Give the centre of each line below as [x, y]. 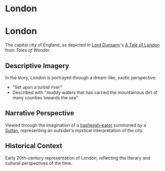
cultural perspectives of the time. [39, 163]
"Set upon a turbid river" [37, 87]
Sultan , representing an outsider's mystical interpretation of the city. [74, 130]
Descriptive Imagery [37, 65]
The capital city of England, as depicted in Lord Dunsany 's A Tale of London [82, 45]
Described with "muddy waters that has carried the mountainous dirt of [85, 92]
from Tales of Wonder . [28, 50]
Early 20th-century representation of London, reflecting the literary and [78, 158]
